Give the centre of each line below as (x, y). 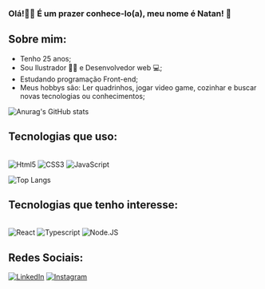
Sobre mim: (38, 40)
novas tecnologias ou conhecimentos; (82, 96)
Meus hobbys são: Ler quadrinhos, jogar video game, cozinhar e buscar (138, 87)
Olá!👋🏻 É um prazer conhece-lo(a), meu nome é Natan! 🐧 (120, 14)
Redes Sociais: (46, 257)
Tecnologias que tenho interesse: (93, 205)
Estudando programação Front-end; (79, 79)
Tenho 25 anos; (45, 58)
